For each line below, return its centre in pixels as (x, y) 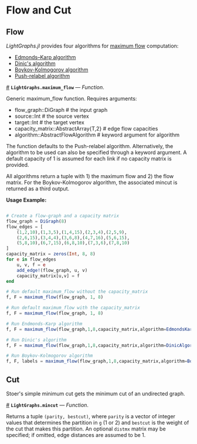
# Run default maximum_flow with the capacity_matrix (73, 308)
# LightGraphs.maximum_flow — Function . (55, 87)
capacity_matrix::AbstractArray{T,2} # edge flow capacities (86, 129)
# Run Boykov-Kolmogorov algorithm (50, 356)
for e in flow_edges (31, 259)
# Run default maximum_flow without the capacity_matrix (77, 292)
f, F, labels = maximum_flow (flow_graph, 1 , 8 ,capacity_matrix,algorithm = (97, 361)
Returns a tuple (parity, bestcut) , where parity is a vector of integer (91, 416)
